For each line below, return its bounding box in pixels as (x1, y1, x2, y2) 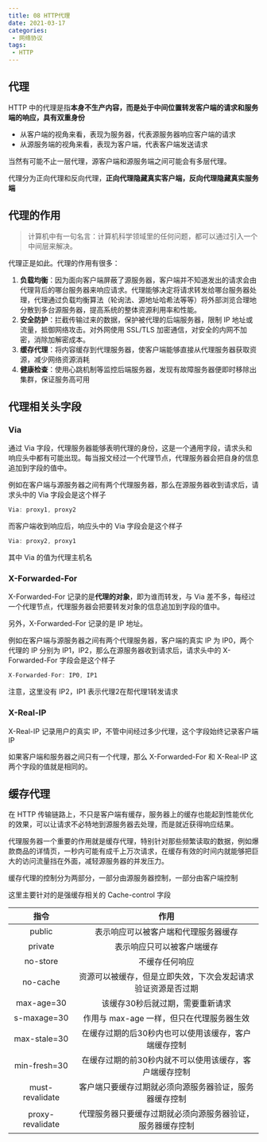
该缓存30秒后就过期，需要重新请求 (101, 998, 232, 1009)
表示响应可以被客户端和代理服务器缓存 (95, 926, 238, 938)
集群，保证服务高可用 (19, 375, 90, 384)
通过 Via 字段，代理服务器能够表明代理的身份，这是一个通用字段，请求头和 (8, 443, 253, 453)
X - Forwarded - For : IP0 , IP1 (8, 671, 98, 680)
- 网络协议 (11, 33, 44, 42)
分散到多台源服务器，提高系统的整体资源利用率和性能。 (19, 305, 201, 314)
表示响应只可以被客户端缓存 (114, 942, 219, 953)
